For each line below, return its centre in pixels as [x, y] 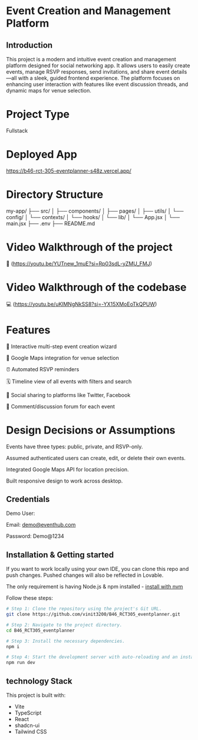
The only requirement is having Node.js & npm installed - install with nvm [95, 587]
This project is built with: [36, 695]
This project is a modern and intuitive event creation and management [91, 59]
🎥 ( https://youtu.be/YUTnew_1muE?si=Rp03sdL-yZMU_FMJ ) [79, 263]
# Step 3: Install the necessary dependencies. [66, 641]
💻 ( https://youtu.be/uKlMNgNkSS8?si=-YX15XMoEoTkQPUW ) [82, 304]
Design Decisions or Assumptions [91, 430]
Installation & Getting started [60, 555]
